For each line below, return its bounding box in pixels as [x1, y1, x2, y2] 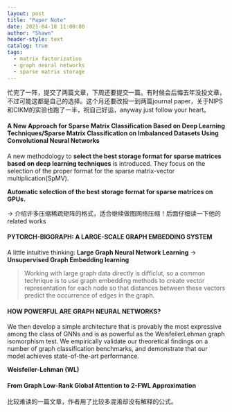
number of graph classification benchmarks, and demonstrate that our [7, 345, 208, 353]
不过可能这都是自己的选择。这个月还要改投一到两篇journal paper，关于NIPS [7, 96, 223, 105]
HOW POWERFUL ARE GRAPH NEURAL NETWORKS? [7, 307, 161, 316]
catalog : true [7, 42, 48, 49]
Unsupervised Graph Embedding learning [7, 255, 130, 264]
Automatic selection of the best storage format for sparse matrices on [7, 187, 213, 196]
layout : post [7, 10, 45, 17]
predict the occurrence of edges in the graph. [24, 291, 155, 299]
